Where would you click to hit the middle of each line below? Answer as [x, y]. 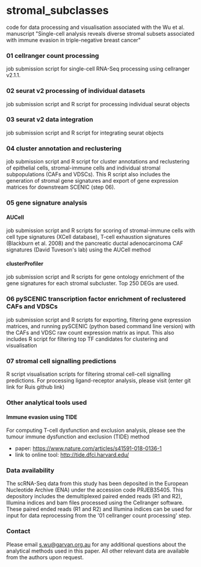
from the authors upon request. [45, 557]
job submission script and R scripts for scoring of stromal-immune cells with [101, 230]
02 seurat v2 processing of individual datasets [76, 91]
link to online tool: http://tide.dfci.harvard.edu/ [72, 455]
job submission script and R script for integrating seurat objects [85, 133]
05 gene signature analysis [47, 203]
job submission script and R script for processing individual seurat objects [98, 104]
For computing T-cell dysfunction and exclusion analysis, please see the [96, 430]
